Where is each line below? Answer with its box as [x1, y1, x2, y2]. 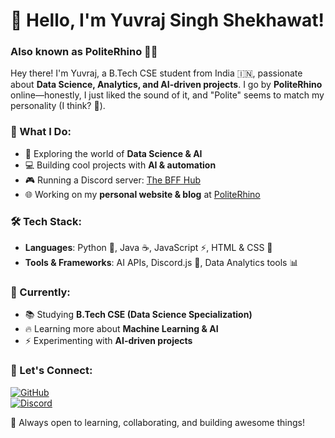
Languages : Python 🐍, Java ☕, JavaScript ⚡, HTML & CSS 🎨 [24, 242, 273, 254]
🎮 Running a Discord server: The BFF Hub [24, 174, 201, 186]
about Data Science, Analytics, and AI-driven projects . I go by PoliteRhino [10, 79, 323, 91]
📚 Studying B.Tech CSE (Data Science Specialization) [24, 309, 253, 321]
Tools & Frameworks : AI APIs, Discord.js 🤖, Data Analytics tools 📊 [24, 257, 299, 269]
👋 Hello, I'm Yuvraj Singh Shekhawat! [10, 9, 325, 32]
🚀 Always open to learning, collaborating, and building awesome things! [10, 416, 305, 428]
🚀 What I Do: [10, 125, 72, 139]
